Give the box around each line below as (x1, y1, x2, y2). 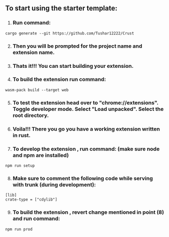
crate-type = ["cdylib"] (5, 197, 58, 202)
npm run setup (5, 163, 35, 168)
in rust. (12, 132, 31, 139)
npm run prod (5, 226, 33, 232)
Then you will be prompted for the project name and (12, 43, 143, 50)
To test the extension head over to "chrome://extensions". (12, 99, 159, 106)
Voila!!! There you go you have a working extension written (12, 125, 160, 132)
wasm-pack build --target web (5, 87, 69, 93)
